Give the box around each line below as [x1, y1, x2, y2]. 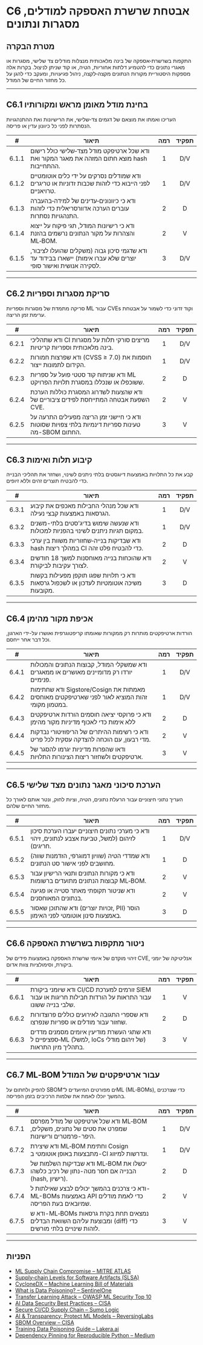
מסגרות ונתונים [6, 17, 80, 31]
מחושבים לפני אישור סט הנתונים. [30, 859, 115, 868]
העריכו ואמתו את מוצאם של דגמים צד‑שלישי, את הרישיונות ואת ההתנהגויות [6, 116, 176, 123]
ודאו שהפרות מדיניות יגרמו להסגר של [30, 745, 126, 754]
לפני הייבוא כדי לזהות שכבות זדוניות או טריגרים [30, 179, 150, 187]
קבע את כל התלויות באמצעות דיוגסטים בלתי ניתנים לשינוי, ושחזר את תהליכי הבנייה [6, 471, 193, 478]
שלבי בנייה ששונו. [30, 1000, 76, 1009]
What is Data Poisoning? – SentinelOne [14, 1286, 112, 1294]
